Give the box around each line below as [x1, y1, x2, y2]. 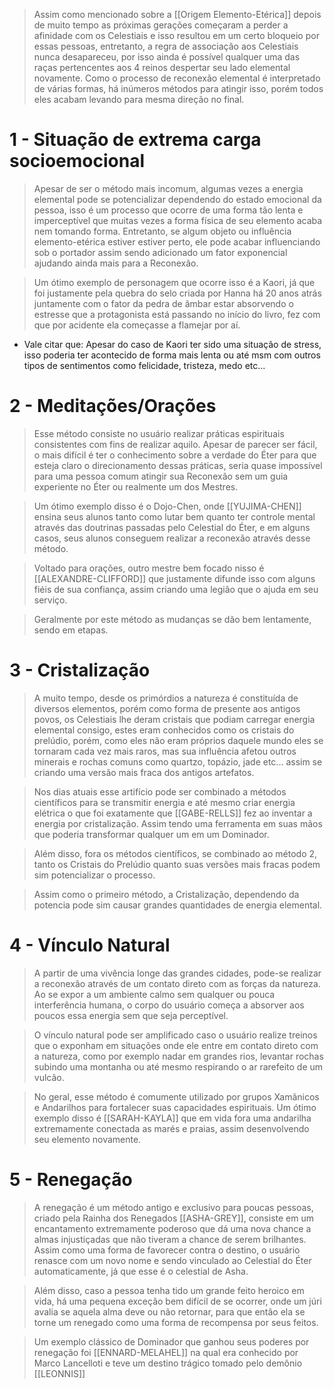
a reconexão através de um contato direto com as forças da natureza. [33, 977, 321, 989]
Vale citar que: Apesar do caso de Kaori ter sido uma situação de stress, [23, 338, 322, 350]
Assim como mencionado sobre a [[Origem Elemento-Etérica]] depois [33, 9, 322, 20]
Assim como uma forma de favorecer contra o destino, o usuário [33, 1244, 301, 1256]
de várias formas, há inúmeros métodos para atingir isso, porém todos [33, 83, 324, 94]
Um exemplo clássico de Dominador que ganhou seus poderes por [33, 1335, 310, 1348]
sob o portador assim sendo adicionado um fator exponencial [33, 246, 288, 258]
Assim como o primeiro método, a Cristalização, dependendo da [33, 888, 300, 900]
